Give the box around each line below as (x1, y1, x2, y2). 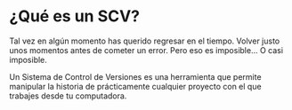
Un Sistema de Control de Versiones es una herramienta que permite (9, 71, 262, 82)
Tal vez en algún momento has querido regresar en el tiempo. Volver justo (9, 35, 280, 46)
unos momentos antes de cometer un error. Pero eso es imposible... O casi (9, 44, 283, 55)
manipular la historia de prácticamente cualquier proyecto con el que (9, 81, 262, 91)
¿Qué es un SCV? (9, 6, 141, 27)
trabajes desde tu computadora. (9, 90, 127, 101)
